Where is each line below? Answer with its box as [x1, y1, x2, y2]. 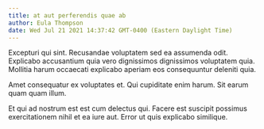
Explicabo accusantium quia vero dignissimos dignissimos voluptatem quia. [8, 56, 256, 66]
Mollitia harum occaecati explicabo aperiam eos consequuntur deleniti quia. [8, 65, 257, 74]
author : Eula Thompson [8, 19, 83, 27]
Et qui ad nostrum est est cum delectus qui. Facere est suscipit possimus [8, 104, 248, 113]
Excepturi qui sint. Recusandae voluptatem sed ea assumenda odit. [8, 48, 228, 58]
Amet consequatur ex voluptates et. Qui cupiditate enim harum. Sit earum [8, 80, 249, 89]
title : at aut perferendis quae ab [8, 11, 126, 20]
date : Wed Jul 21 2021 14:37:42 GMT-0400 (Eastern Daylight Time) [8, 26, 233, 34]
